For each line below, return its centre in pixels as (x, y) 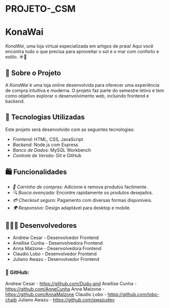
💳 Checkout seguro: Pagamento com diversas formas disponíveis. (82, 200)
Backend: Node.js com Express (45, 145)
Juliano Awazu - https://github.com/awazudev (66, 299)
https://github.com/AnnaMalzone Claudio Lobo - (56, 294)
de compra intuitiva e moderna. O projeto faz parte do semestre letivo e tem (85, 90)
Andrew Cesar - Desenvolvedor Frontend (56, 238)
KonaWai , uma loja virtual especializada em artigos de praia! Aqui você (79, 46)
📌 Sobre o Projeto (33, 73)
